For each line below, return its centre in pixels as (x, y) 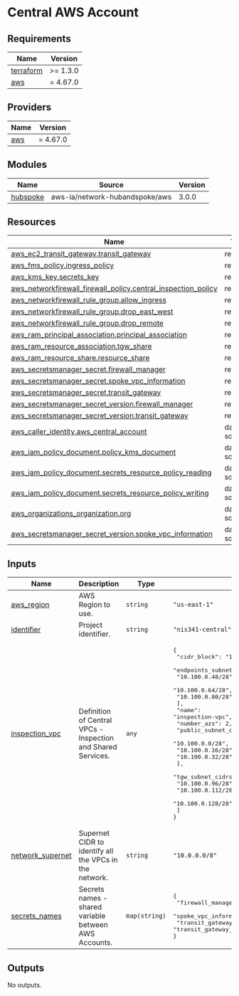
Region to (95, 605)
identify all (96, 851)
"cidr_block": (200, 657)
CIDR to (91, 842)
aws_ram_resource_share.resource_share (80, 358)
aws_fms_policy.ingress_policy (63, 265)
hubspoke (28, 196)
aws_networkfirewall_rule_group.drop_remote (87, 323)
